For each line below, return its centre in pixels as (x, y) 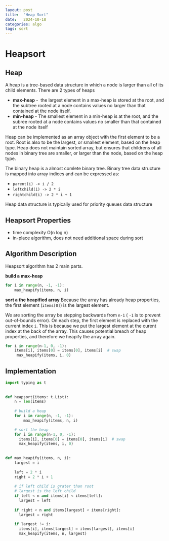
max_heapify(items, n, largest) (53, 534)
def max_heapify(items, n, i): (38, 458)
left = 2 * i (28, 472)
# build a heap (30, 411)
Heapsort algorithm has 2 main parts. (44, 266)
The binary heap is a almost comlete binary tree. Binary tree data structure (83, 169)
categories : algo (24, 24)
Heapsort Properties (38, 220)
